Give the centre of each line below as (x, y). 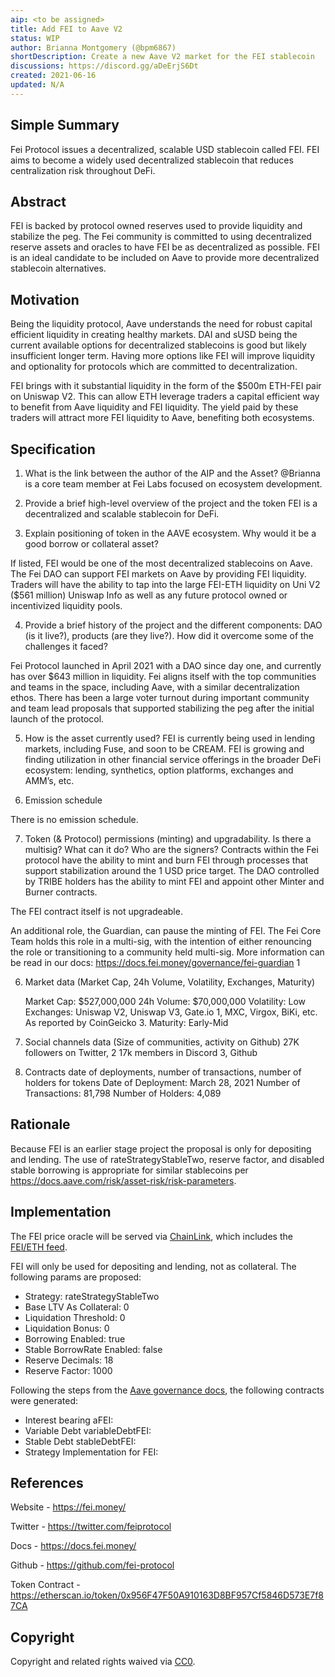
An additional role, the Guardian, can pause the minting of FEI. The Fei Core (166, 930)
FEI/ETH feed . (39, 1247)
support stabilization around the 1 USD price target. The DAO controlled (172, 870)
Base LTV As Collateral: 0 (77, 1307)
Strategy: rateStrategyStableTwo (92, 1296)
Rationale (40, 1124)
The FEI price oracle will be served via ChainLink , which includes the (151, 1236)
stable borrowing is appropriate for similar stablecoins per (129, 1170)
